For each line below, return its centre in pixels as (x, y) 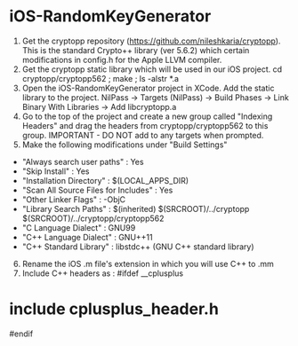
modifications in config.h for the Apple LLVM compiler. (122, 59)
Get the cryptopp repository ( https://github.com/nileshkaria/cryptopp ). (151, 41)
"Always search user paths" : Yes (83, 161)
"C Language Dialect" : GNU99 (79, 227)
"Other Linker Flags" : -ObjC (74, 199)
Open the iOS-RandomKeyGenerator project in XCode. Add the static (148, 88)
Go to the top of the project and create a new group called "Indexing (147, 116)
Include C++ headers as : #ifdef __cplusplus (103, 273)
